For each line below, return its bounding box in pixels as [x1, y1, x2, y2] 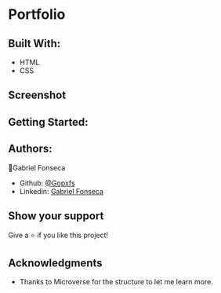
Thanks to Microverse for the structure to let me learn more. [19, 277, 213, 287]
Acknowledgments [8, 256, 103, 269]
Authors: [8, 142, 53, 156]
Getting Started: [8, 115, 89, 129]
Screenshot [8, 89, 67, 102]
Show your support [8, 209, 104, 222]
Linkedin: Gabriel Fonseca [19, 186, 104, 196]
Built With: [8, 37, 61, 50]
